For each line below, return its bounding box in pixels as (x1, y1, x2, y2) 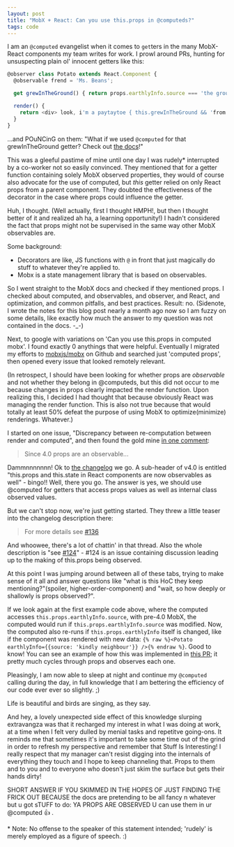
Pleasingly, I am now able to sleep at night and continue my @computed (7, 670, 208, 679)
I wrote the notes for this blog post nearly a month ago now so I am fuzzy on (7, 306, 226, 314)
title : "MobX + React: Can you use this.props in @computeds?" (7, 17, 195, 24)
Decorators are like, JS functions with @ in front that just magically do (17, 256, 216, 264)
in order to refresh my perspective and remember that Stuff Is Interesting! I (7, 742, 221, 751)
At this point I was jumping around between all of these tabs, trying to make (7, 569, 224, 577)
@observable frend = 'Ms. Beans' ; (13, 78, 114, 85)
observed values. (7, 493, 57, 501)
